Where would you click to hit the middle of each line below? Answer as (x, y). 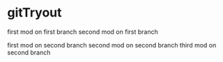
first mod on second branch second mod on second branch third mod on (112, 45)
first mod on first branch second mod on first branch (83, 32)
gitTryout (34, 13)
